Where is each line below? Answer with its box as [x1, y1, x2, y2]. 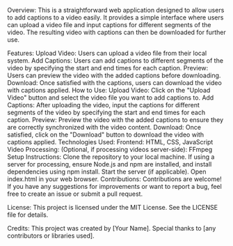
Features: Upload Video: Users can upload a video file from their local [7, 49, 207, 57]
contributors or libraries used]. [7, 231, 95, 240]
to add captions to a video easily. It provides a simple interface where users [7, 13, 224, 22]
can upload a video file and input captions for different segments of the [7, 21, 211, 29]
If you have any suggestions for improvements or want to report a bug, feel [7, 183, 223, 190]
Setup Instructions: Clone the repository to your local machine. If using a [7, 153, 215, 161]
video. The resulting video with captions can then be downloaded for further [7, 28, 226, 36]
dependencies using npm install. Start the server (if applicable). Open [7, 167, 207, 176]
